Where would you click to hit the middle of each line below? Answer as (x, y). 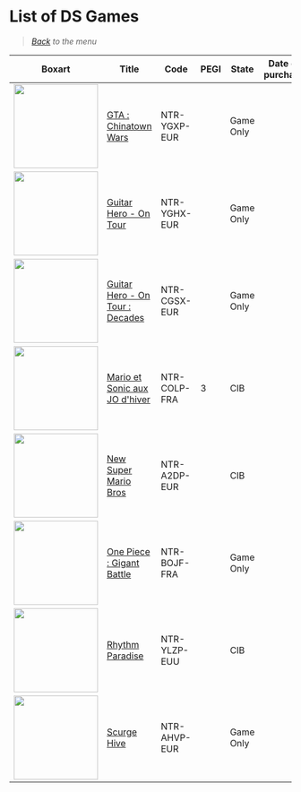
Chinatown (129, 125)
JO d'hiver (129, 399)
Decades (126, 317)
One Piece (129, 551)
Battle (119, 573)
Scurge (122, 732)
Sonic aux (128, 388)
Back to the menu (64, 41)
